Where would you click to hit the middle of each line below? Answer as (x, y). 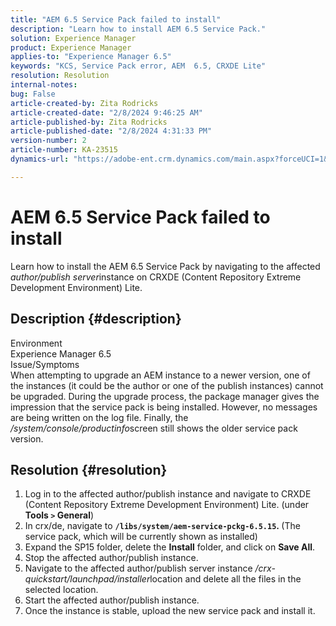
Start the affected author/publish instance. (112, 600)
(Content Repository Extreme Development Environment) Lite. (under (167, 505)
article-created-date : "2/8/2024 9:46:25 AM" (106, 112)
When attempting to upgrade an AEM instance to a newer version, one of (160, 375)
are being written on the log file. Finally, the (99, 417)
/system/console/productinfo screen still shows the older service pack (154, 428)
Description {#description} (96, 319)
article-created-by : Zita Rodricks (84, 103)
